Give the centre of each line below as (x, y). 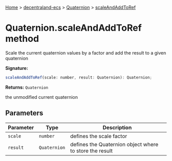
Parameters (24, 113)
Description (117, 127)
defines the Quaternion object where (114, 144)
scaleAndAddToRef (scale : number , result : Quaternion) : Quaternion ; (79, 77)
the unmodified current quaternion (42, 97)
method (22, 39)
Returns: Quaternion (27, 87)
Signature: (17, 68)
